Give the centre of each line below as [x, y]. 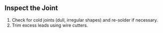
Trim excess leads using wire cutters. [50, 25]
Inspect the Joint [31, 8]
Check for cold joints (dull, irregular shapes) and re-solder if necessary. [85, 20]
